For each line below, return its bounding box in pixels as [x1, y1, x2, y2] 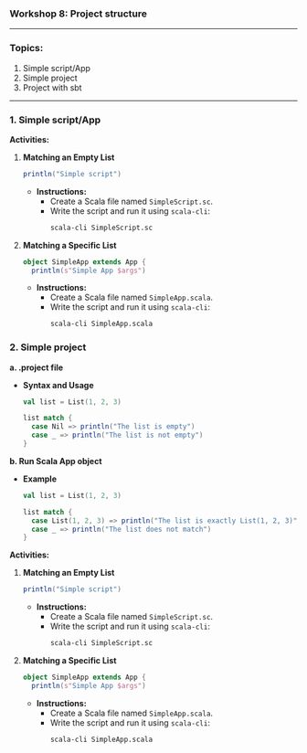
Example [22, 473, 58, 484]
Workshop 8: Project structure [9, 7, 148, 20]
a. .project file [9, 362, 64, 373]
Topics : [9, 42, 44, 55]
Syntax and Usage [22, 379, 94, 390]
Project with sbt [22, 81, 82, 93]
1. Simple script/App [9, 113, 101, 126]
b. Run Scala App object [9, 455, 102, 466]
